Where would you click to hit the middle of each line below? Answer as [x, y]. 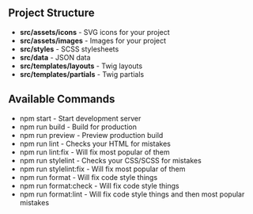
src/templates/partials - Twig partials [82, 74]
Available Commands [62, 99]
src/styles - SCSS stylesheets [69, 49]
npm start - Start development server [80, 118]
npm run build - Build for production [78, 127]
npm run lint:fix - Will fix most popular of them [94, 152]
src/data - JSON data [55, 57]
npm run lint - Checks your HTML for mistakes [95, 143]
